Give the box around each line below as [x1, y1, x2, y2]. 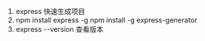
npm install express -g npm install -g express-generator [15, 15, 198, 25]
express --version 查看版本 [15, 25, 104, 33]
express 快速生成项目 [15, 7, 85, 15]
